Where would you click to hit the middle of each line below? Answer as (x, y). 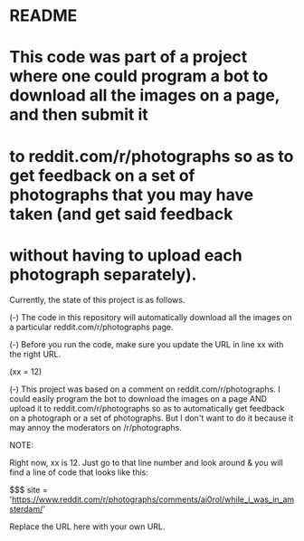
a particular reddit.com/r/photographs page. (91, 327)
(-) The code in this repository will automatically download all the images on (151, 317)
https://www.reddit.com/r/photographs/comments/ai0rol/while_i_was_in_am (153, 499)
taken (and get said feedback (121, 214)
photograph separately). (103, 275)
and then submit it (79, 115)
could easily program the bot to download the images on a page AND (138, 398)
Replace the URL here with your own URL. (87, 527)
